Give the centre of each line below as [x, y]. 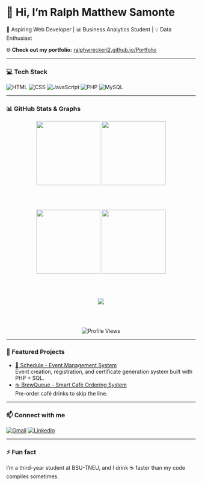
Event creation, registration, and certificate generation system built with [104, 371]
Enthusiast [19, 38]
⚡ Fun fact [21, 452]
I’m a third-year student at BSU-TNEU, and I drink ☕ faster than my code [96, 468]
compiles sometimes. [32, 476]
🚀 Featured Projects [35, 352]
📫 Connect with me [36, 415]
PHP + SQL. [29, 378]
